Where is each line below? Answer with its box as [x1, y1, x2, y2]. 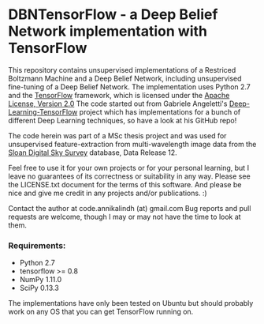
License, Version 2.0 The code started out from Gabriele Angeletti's [8, 99, 228, 108]
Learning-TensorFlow [8, 107, 78, 116]
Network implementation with [8, 22, 207, 40]
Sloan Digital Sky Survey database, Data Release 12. [8, 148, 177, 157]
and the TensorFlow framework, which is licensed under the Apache [8, 90, 230, 100]
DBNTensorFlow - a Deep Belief [8, 6, 218, 24]
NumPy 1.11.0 [19, 275, 62, 284]
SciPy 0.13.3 [19, 283, 59, 293]
